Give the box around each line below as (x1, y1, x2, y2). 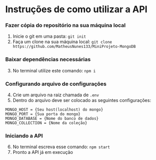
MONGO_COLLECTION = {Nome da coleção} (5, 121, 87, 126)
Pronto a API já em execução (12, 149, 73, 155)
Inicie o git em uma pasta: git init (12, 33, 86, 39)
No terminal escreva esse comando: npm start (12, 144, 110, 150)
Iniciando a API (5, 132, 43, 139)
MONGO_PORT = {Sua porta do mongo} (5, 112, 81, 117)
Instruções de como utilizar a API (5, 4, 148, 15)
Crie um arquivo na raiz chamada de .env (12, 92, 99, 98)
